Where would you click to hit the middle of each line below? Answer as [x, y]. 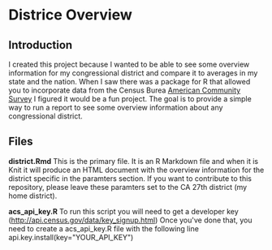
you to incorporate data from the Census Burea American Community [125, 90]
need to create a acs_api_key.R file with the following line [104, 228]
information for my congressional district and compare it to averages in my [133, 73]
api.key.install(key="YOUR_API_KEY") [71, 237]
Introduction [41, 45]
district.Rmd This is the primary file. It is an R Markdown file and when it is [133, 161]
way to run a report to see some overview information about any [116, 108]
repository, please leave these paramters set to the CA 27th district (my [128, 187]
